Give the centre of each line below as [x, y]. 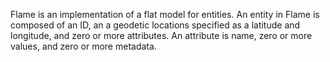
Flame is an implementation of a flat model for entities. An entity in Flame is [165, 14]
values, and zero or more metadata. [83, 46]
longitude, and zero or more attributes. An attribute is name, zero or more [161, 35]
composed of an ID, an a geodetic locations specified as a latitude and [155, 25]
